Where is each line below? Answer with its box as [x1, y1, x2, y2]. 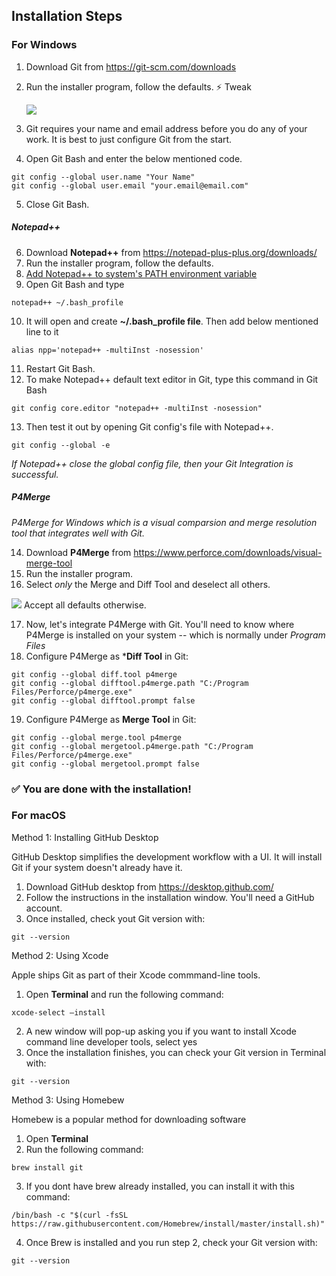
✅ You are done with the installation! [11, 782, 192, 796]
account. [25, 902, 63, 914]
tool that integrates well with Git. [11, 527, 145, 539]
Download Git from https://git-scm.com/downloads [25, 60, 237, 73]
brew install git [11, 1162, 84, 1173]
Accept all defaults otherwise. [23, 599, 147, 611]
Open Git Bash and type [25, 278, 125, 290]
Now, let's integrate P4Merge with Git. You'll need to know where [25, 618, 295, 630]
